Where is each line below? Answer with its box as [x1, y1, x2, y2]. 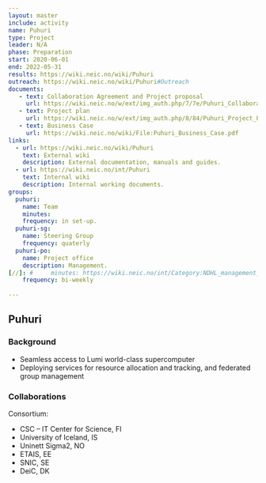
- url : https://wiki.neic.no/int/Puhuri [15, 166, 150, 174]
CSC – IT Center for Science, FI [19, 424, 122, 433]
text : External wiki [22, 151, 90, 159]
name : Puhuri [8, 26, 51, 34]
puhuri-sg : [15, 225, 51, 233]
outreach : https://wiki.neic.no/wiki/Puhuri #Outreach [8, 77, 190, 85]
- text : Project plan [18, 108, 90, 115]
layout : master [8, 11, 59, 20]
